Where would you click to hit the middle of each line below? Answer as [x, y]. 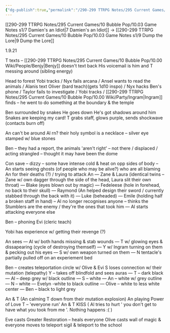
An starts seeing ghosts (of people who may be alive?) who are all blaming [83, 169]
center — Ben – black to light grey [40, 289]
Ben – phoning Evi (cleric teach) [38, 222]
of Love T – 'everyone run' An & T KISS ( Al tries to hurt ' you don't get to [81, 304]
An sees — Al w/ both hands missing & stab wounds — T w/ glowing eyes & [84, 241]
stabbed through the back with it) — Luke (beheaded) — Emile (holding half [84, 195]
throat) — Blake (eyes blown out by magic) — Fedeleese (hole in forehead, [83, 185]
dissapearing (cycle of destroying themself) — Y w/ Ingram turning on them [84, 247]
